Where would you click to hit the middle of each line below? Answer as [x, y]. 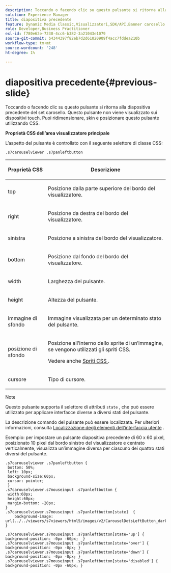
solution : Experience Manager [37, 15]
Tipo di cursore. [67, 379]
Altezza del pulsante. [73, 300]
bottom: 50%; [21, 468]
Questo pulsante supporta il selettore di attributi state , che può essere [80, 407]
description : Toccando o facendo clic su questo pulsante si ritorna [81, 10]
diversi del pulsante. [26, 454]
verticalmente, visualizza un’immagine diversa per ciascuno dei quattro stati [85, 448]
